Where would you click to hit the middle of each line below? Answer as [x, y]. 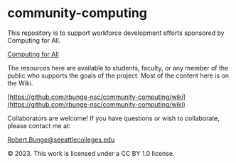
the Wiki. [20, 83]
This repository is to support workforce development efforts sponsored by [116, 33]
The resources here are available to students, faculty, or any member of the [118, 68]
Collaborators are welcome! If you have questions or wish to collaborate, [114, 118]
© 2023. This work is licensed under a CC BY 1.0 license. [91, 153]
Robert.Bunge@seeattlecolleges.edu [61, 140]
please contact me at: [39, 125]
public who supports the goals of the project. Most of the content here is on [118, 75]
